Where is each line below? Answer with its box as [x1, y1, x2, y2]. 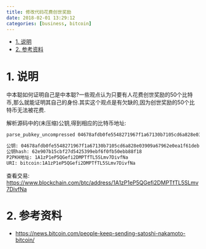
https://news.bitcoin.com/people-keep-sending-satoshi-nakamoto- [15, 229, 186, 237]
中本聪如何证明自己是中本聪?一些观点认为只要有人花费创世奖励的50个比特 [6, 91, 193, 98]
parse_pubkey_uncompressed [6, 132, 75, 138]
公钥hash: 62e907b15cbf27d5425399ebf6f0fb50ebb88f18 [6, 149, 142, 155]
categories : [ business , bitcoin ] [6, 20, 92, 26]
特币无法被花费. [6, 106, 46, 114]
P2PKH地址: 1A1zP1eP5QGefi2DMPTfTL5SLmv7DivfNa [6, 154, 129, 160]
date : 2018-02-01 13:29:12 [6, 15, 75, 21]
